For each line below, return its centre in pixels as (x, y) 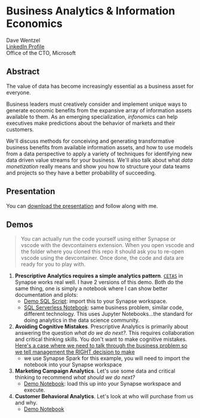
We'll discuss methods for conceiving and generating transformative (90, 141)
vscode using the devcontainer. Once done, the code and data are (102, 258)
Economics (34, 24)
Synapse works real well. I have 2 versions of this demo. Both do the (99, 282)
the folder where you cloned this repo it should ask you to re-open (102, 251)
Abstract (23, 72)
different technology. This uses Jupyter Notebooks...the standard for (108, 314)
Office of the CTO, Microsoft (41, 53)
